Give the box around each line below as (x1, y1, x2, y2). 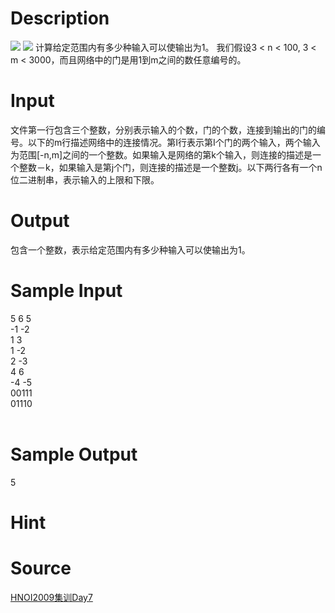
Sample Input (10, 280, 123, 302)
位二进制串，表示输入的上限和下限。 (10, 173, 160, 186)
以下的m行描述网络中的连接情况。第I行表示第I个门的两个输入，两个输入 (27, 136, 321, 148)
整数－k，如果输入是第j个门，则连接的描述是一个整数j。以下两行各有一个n (18, 161, 323, 173)
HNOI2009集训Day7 (10, 591, 93, 603)
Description (10, 7, 110, 30)
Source (10, 557, 72, 580)
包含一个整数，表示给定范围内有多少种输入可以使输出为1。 (10, 243, 251, 256)
